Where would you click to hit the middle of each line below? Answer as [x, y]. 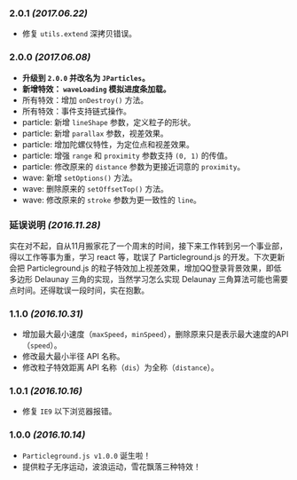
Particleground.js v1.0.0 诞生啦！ [86, 455]
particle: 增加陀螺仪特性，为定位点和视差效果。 [108, 144]
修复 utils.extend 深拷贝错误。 [79, 34]
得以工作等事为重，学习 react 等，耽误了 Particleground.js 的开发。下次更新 [147, 256]
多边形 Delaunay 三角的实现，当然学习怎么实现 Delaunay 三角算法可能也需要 [148, 279]
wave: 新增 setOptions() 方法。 [79, 177]
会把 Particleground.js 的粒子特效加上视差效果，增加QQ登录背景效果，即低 [145, 268]
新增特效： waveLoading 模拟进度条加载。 [96, 89]
